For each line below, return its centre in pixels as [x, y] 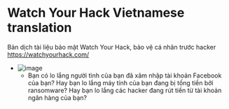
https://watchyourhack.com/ [48, 54]
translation [40, 28]
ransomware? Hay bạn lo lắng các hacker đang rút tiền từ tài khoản [125, 90]
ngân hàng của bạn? [57, 97]
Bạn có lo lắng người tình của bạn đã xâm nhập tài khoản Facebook [125, 75]
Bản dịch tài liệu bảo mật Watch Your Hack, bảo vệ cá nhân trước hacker [112, 47]
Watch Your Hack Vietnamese [96, 13]
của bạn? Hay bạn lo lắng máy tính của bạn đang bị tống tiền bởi [120, 82]
